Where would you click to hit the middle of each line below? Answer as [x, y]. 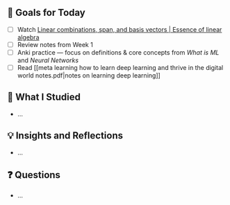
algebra [28, 37]
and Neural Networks [48, 60]
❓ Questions [34, 175]
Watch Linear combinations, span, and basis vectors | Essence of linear [120, 29]
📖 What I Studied [44, 97]
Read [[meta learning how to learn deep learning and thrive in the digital [120, 68]
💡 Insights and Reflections [65, 136]
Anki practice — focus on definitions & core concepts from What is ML [118, 52]
